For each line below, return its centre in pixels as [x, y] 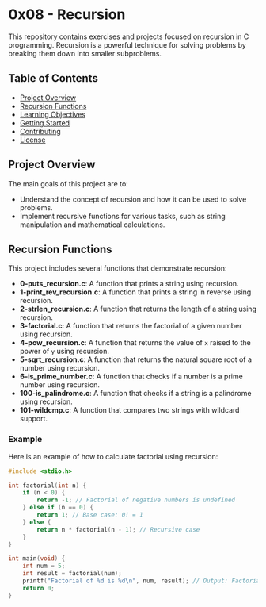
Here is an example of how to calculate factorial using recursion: [113, 456]
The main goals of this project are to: [68, 183]
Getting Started [44, 123]
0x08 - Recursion [67, 15]
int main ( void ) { [37, 559]
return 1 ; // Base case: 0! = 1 [90, 515]
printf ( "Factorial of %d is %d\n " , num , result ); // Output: [125, 581]
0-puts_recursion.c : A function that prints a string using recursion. [129, 284]
